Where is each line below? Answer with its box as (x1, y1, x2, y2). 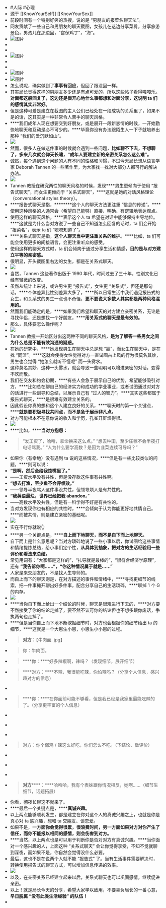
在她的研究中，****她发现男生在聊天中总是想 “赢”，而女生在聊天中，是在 (10, 346, 161, 352)
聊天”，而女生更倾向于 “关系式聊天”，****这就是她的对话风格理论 (19, 189, 154, 195)
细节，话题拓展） (22, 788, 58, 794)
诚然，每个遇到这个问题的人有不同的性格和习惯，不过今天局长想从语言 (10, 158, 156, 164)
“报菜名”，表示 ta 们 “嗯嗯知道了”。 (10, 227, 83, 233)
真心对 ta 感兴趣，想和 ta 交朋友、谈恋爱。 (10, 818, 98, 824)
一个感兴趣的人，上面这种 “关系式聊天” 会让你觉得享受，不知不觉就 (14, 843, 153, 849)
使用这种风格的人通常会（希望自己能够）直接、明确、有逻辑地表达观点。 (10, 208, 160, 214)
